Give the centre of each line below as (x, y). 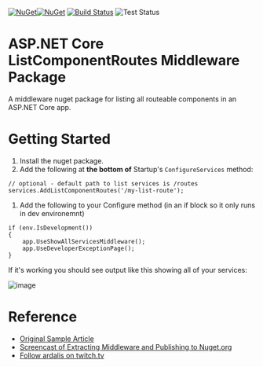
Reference (42, 317)
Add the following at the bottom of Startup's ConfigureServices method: (136, 169)
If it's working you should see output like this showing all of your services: (128, 270)
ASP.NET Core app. (40, 107)
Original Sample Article (57, 339)
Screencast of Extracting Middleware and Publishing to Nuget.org (126, 347)
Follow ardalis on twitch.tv (62, 355)
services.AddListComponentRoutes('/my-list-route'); (96, 190)
